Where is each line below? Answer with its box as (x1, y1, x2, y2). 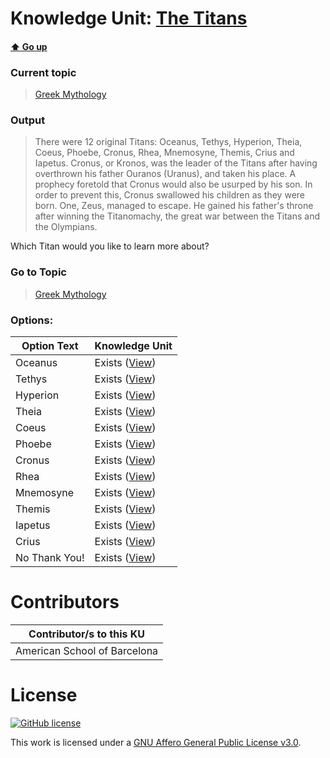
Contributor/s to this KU (28, 627, 146, 641)
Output (10, 113, 46, 127)
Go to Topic (10, 265, 67, 279)
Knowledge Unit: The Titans (10, 7, 248, 30)
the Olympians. (34, 221, 98, 233)
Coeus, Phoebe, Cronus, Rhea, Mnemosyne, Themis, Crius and (34, 147, 295, 159)
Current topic (10, 65, 77, 79)
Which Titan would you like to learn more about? (10, 240, 210, 252)
